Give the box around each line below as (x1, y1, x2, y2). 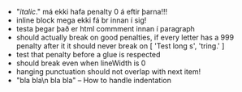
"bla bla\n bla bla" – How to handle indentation (15, 76, 172, 85)
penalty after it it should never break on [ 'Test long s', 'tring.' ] (15, 41, 225, 51)
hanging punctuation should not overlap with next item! (15, 67, 201, 76)
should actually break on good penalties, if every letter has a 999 (15, 32, 234, 42)
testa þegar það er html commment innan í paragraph (15, 24, 195, 33)
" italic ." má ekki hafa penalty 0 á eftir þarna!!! (15, 7, 168, 16)
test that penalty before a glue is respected (15, 50, 161, 59)
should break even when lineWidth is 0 (15, 58, 146, 68)
